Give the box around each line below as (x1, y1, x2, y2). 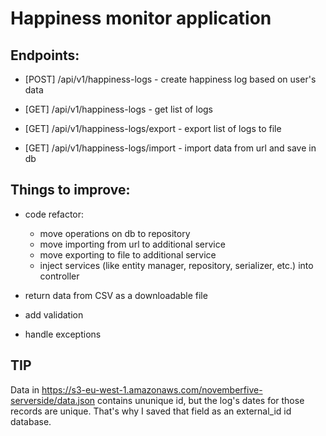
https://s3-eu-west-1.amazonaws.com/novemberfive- (41, 383, 263, 396)
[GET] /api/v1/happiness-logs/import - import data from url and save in (24, 142, 317, 154)
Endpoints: (10, 47, 80, 64)
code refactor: (24, 208, 85, 220)
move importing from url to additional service (39, 238, 226, 250)
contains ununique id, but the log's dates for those (97, 394, 305, 406)
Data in (10, 383, 40, 396)
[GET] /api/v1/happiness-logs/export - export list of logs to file (24, 123, 282, 134)
